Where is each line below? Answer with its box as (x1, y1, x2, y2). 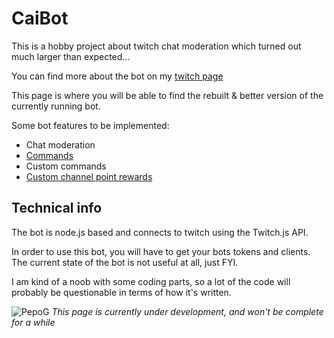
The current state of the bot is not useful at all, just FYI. (11, 256, 239, 268)
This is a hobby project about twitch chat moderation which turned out (11, 40, 302, 52)
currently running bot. (11, 100, 101, 112)
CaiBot (11, 7, 69, 30)
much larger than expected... (11, 50, 131, 62)
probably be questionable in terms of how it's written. (11, 286, 232, 298)
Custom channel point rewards (25, 170, 153, 182)
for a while (11, 316, 56, 328)
